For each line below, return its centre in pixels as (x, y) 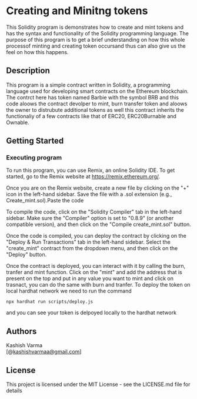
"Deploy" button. (26, 255)
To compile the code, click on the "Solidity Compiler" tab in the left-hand (94, 212)
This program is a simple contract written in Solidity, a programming (88, 85)
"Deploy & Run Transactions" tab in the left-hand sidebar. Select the (88, 242)
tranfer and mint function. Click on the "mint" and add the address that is (94, 272)
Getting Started (35, 141)
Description (28, 71)
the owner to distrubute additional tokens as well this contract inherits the (95, 109)
